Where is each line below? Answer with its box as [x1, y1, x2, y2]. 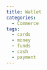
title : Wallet [6, 9, 42, 15]
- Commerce [11, 20, 39, 26]
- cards [11, 32, 31, 38]
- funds [11, 43, 31, 49]
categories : [6, 15, 36, 21]
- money [11, 37, 31, 43]
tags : [6, 26, 20, 32]
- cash [11, 49, 28, 55]
